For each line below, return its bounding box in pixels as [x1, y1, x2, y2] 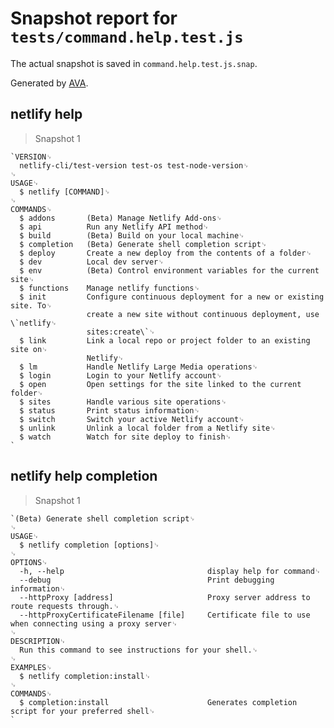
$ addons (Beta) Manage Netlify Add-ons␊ [19, 213, 223, 223]
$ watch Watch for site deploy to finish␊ [19, 432, 232, 442]
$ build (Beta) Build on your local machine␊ [19, 230, 245, 241]
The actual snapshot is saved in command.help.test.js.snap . [10, 57, 258, 69]
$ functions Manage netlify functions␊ [19, 283, 201, 293]
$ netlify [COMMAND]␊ [19, 187, 111, 197]
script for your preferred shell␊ [10, 706, 156, 716]
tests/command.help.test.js [10, 28, 244, 47]
